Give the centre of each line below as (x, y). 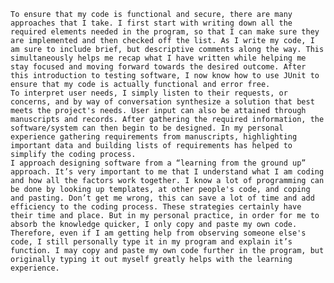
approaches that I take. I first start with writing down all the (151, 23)
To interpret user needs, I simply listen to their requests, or (149, 93)
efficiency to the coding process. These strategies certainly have (156, 207)
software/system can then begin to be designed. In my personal (147, 128)
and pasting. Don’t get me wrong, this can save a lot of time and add (162, 198)
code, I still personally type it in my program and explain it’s (151, 242)
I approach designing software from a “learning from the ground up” (158, 163)
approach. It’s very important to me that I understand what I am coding (167, 172)
